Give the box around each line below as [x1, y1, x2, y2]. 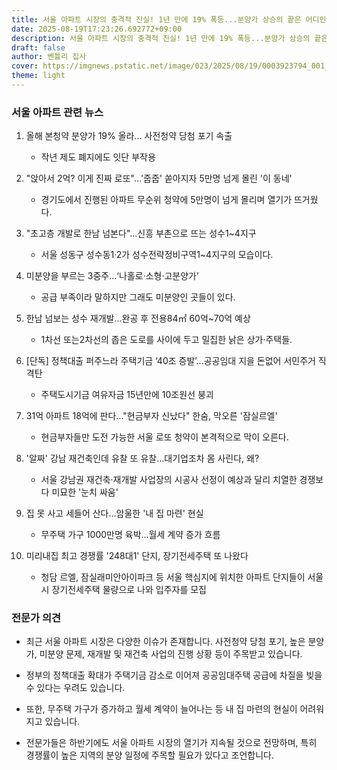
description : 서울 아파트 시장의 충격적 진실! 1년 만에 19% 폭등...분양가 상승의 [11, 33, 311, 43]
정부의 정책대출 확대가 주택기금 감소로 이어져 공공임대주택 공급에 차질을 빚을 [25, 669, 323, 681]
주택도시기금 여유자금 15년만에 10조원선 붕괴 [40, 389, 214, 401]
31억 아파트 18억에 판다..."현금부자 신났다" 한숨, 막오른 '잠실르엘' [25, 410, 278, 422]
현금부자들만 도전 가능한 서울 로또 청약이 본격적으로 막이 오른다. [40, 431, 289, 443]
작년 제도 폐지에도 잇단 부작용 [40, 151, 156, 163]
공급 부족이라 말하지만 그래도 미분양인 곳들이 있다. [40, 291, 236, 303]
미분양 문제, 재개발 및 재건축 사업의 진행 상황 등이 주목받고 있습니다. [39, 648, 303, 660]
